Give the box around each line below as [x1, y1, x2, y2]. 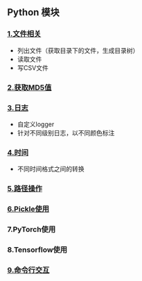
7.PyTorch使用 [7, 224, 56, 234]
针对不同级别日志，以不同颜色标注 [17, 128, 115, 137]
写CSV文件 [17, 63, 48, 71]
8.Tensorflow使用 [7, 245, 68, 255]
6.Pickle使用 [7, 204, 50, 214]
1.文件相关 [7, 29, 42, 39]
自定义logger [17, 120, 55, 128]
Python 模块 [7, 6, 60, 19]
